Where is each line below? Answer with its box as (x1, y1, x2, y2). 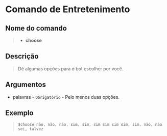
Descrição (5, 52, 39, 61)
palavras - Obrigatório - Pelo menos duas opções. (12, 94, 120, 100)
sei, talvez (17, 126, 43, 132)
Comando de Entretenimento (5, 4, 130, 15)
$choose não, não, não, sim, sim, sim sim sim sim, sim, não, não (17, 122, 162, 127)
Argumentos (5, 80, 46, 89)
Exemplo (5, 108, 34, 118)
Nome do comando (5, 24, 67, 33)
